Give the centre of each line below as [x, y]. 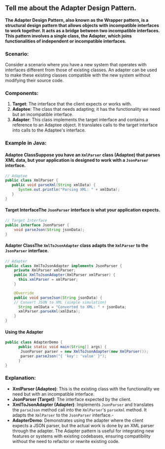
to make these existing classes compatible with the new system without [78, 75]
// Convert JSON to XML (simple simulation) [60, 302]
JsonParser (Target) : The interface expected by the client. [72, 399]
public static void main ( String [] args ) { [62, 347]
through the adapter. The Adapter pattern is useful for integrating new [83, 431]
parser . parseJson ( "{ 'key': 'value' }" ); [64, 356]
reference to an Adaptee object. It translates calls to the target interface [85, 125]
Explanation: [20, 378]
